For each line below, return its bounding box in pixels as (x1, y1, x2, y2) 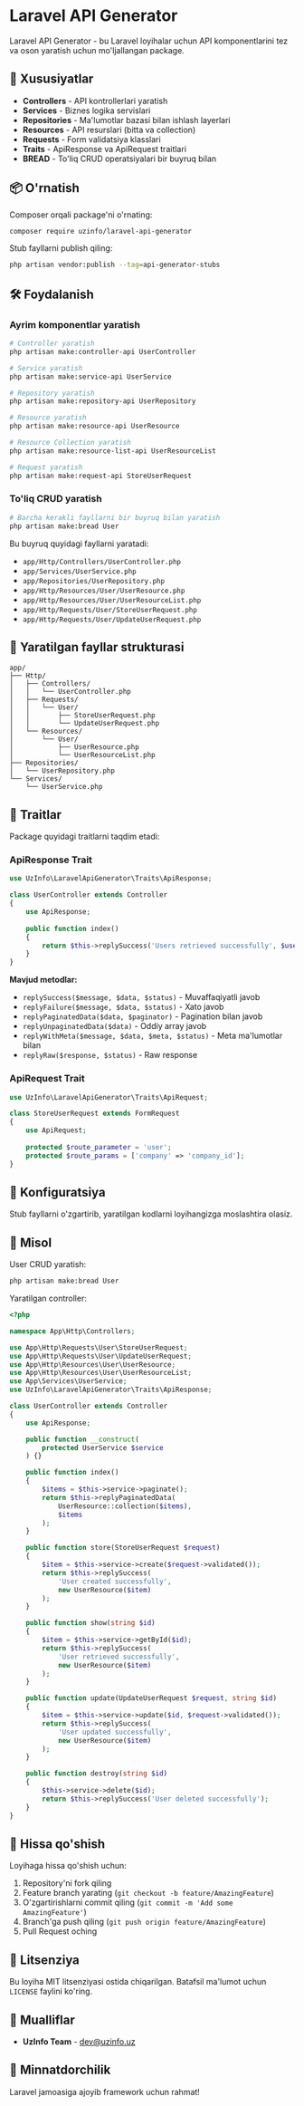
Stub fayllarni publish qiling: (9, 243, 113, 254)
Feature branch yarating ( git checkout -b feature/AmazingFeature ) (22, 1888, 274, 1899)
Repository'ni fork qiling (22, 1878, 112, 1889)
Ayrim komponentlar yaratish (9, 318, 140, 331)
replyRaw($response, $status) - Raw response (22, 1050, 198, 1061)
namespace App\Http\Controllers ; (9, 1326, 136, 1336)
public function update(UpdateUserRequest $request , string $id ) (25, 1694, 278, 1703)
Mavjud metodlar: (9, 975, 78, 986)
